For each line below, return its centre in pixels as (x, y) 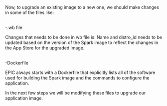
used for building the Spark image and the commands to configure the (77, 78)
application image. (24, 98)
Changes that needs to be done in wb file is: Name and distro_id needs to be (84, 37)
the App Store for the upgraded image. (45, 48)
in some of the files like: (30, 12)
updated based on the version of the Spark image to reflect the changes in (82, 42)
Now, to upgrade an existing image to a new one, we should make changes (82, 7)
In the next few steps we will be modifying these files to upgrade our (76, 93)
